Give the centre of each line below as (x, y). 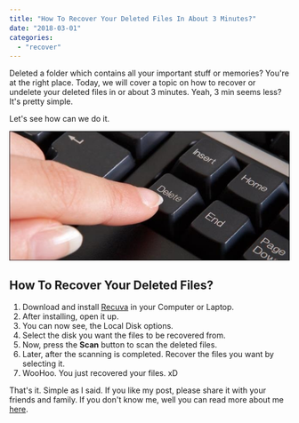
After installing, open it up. (70, 316)
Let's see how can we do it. (60, 119)
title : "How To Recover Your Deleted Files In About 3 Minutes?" (133, 19)
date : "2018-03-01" (45, 28)
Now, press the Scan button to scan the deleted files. (120, 344)
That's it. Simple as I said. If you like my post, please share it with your (138, 390)
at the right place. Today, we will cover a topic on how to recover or (133, 83)
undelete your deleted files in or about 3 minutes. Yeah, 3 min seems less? (145, 92)
